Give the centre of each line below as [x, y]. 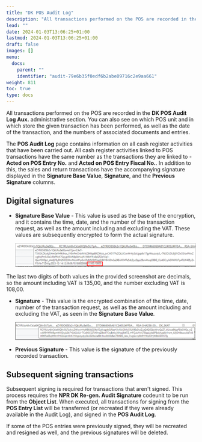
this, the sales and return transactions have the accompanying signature [96, 169]
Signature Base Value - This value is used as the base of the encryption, [105, 215]
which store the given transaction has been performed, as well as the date [98, 126]
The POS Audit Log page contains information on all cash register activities [99, 144]
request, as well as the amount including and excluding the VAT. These [103, 228]
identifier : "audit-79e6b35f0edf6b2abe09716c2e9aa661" [87, 76]
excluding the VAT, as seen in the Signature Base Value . [85, 313]
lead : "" [17, 25]
